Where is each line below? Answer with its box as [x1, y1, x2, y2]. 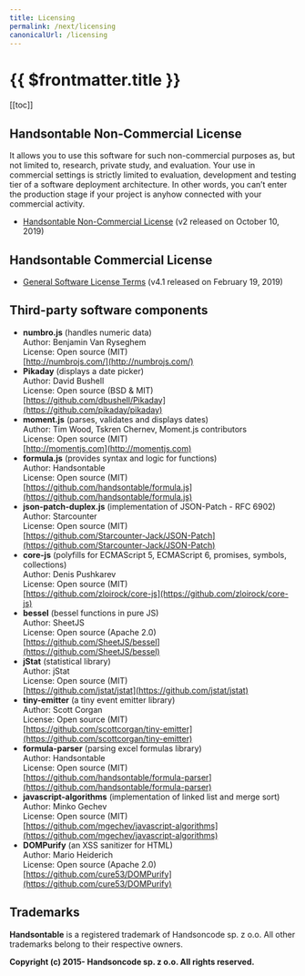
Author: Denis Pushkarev [22, 568, 117, 579]
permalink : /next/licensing [9, 22, 117, 31]
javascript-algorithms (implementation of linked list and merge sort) [22, 791, 280, 802]
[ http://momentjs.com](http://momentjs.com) [22, 442, 192, 453]
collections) [22, 559, 67, 570]
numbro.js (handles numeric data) [22, 327, 152, 338]
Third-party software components [9, 302, 208, 319]
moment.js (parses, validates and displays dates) [22, 413, 209, 424]
